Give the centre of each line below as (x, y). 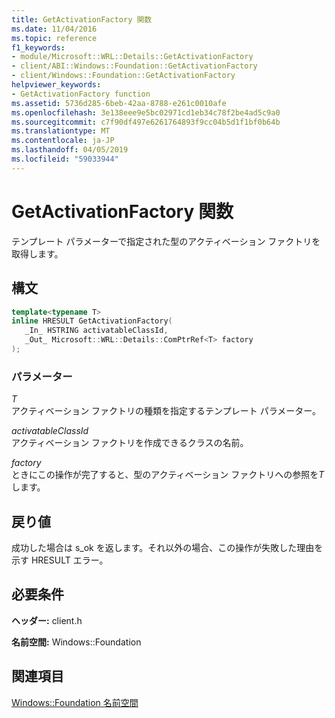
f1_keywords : (38, 47)
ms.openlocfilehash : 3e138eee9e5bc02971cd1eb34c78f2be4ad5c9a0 (146, 112)
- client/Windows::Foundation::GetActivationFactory (123, 76)
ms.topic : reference (54, 38)
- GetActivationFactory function (81, 94)
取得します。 (37, 253)
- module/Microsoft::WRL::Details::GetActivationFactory (132, 57)
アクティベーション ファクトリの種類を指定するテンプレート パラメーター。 (166, 411)
